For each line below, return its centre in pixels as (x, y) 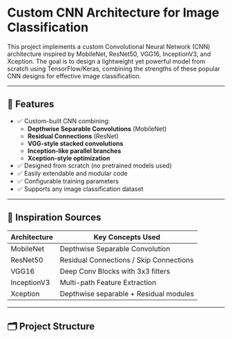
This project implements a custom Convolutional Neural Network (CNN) (109, 46)
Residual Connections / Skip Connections (127, 259)
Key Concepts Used (127, 237)
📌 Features (31, 104)
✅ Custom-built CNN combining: (64, 121)
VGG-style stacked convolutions (75, 143)
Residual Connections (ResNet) (73, 136)
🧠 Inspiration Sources (54, 218)
